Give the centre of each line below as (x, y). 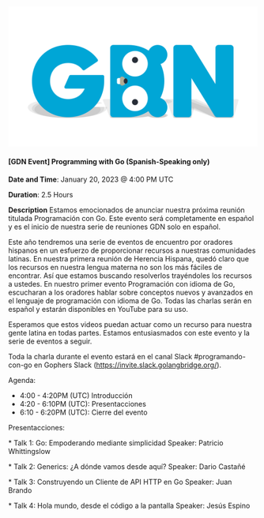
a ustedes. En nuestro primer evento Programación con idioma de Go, (122, 283)
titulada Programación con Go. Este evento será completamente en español (131, 218)
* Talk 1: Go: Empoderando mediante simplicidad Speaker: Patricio (116, 443)
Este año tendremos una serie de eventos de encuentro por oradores (121, 242)
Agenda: (22, 380)
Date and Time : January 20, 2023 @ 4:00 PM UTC (91, 179)
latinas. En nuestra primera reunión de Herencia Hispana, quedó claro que (129, 258)
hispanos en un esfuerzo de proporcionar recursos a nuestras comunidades (132, 250)
